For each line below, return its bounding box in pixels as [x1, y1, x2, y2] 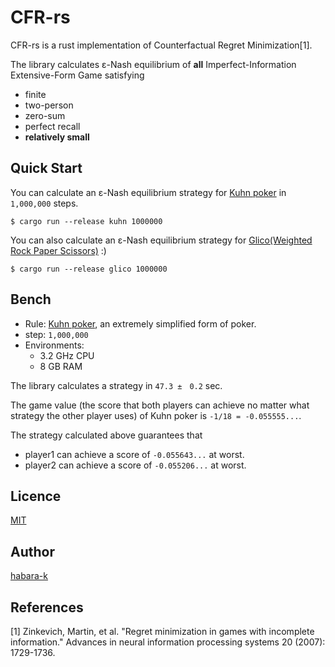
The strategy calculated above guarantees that [10, 429, 203, 441]
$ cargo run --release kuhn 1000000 [10, 216, 163, 226]
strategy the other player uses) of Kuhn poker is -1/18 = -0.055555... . [10, 409, 302, 421]
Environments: [24, 339, 85, 351]
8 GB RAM [39, 360, 83, 372]
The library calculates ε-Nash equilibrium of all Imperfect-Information [10, 58, 297, 70]
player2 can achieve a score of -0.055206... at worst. [24, 459, 247, 471]
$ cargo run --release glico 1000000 [10, 264, 168, 274]
